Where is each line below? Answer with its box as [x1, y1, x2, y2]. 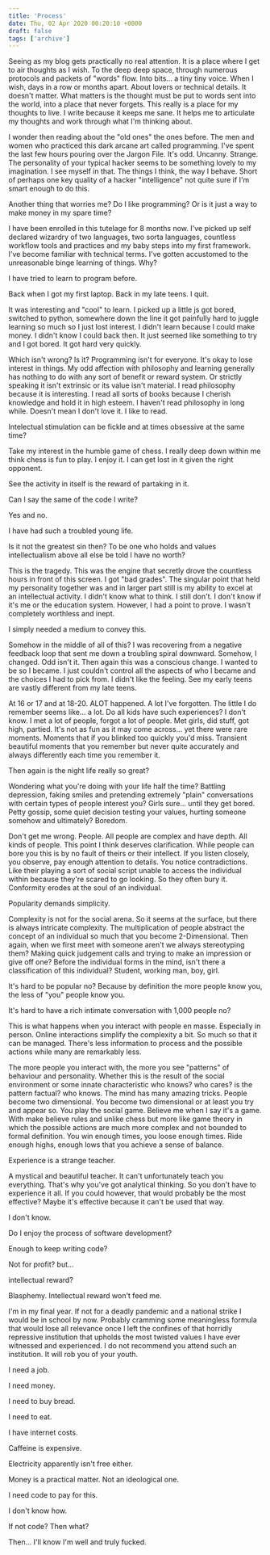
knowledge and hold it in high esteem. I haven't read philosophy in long [8, 397, 245, 408]
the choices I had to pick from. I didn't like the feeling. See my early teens [8, 675, 252, 684]
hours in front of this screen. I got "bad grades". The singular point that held [8, 574, 260, 584]
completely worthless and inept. [8, 609, 115, 619]
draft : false [8, 27, 52, 35]
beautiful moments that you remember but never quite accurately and [8, 742, 239, 751]
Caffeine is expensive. [8, 1444, 82, 1453]
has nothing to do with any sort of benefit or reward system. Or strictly [8, 372, 243, 382]
